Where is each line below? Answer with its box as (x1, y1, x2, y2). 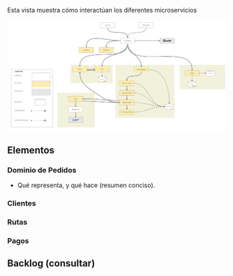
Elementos (7, 144, 54, 156)
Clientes (7, 198, 36, 208)
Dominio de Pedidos (7, 165, 77, 175)
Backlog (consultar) (7, 258, 96, 270)
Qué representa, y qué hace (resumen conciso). (17, 181, 156, 189)
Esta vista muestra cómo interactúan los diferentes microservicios (7, 6, 197, 14)
